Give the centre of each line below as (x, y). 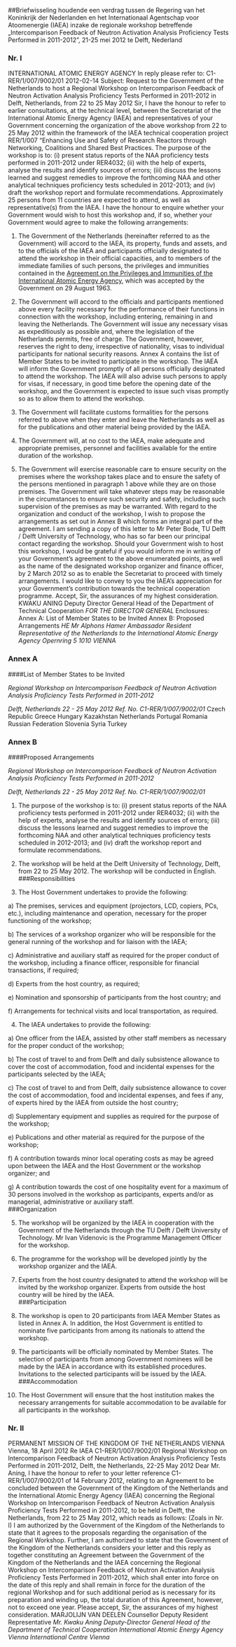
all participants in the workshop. (64, 1410)
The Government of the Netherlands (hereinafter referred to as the (114, 236)
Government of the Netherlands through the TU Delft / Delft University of (123, 1230)
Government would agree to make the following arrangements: (98, 222)
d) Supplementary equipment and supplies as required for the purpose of (114, 1116)
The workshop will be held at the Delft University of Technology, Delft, (119, 863)
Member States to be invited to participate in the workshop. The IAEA (118, 361)
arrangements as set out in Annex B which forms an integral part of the (120, 521)
